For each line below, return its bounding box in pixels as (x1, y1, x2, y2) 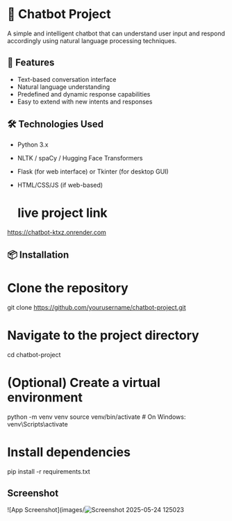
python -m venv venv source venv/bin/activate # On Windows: (7, 413, 186, 421)
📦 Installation (7, 249, 69, 260)
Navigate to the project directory (7, 328, 199, 343)
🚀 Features (7, 57, 55, 69)
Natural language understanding (17, 83, 110, 91)
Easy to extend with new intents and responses (17, 97, 153, 106)
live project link (17, 205, 108, 221)
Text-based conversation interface (17, 75, 117, 83)
